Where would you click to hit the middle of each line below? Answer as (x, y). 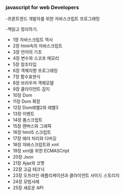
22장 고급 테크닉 (29, 169)
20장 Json (23, 157)
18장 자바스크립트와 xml (36, 145)
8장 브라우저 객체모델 (33, 83)
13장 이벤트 (24, 114)
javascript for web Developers (42, 7)
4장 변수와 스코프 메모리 (36, 58)
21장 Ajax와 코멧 (29, 163)
